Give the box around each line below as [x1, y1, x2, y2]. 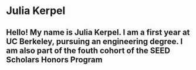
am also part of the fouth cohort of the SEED [6, 45, 170, 55]
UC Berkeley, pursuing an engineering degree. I [6, 36, 183, 46]
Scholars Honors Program [6, 54, 103, 65]
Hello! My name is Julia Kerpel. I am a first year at [6, 27, 190, 37]
